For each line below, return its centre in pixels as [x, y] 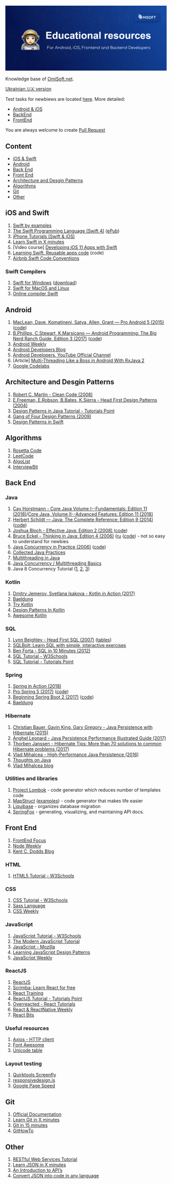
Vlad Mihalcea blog [33, 765]
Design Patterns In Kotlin [39, 609]
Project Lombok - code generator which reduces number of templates [87, 790]
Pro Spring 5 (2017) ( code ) [41, 692]
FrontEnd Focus [29, 840]
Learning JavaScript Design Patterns [51, 952]
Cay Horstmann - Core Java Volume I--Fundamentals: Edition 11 [80, 509]
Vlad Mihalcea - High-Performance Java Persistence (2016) [76, 755]
